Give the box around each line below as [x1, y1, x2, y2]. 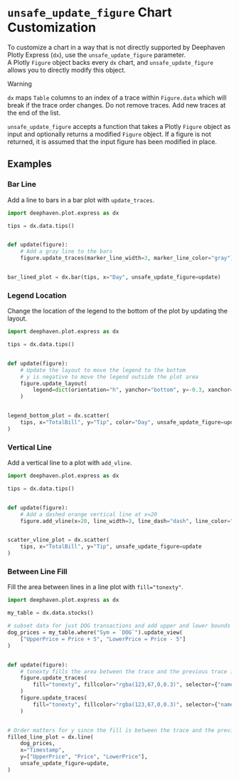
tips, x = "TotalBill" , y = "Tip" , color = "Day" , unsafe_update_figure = [20, 419, 224, 426]
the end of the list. [7, 108, 61, 117]
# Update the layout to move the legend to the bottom [20, 366, 186, 374]
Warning [7, 79, 32, 88]
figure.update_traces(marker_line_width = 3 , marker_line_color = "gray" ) [20, 254, 234, 262]
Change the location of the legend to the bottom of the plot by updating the [7, 307, 228, 316]
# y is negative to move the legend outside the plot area [20, 373, 199, 380]
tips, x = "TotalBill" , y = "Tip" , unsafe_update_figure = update [20, 543, 202, 551]
